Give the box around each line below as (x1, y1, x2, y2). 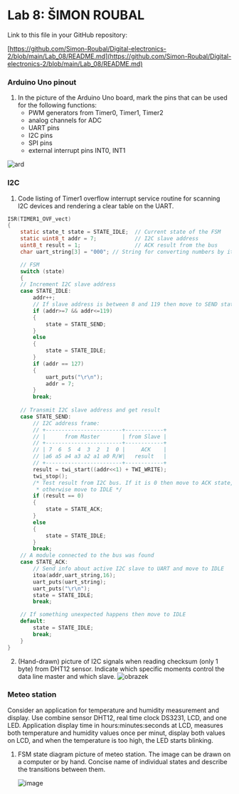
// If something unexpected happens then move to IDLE (20, 611, 186, 618)
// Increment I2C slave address (20, 281, 116, 288)
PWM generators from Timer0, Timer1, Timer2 (28, 109, 164, 117)
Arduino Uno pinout (7, 77, 77, 87)
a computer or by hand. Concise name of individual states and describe (17, 757, 228, 766)
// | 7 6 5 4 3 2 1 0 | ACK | (33, 446, 167, 454)
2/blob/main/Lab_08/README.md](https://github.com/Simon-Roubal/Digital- (7, 52, 232, 60)
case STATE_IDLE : (20, 288, 72, 295)
